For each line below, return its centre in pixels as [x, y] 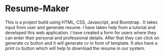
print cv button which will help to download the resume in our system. [75, 48]
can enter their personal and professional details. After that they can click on [82, 38]
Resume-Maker [37, 9]
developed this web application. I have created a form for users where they [81, 32]
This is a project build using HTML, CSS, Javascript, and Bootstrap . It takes [81, 22]
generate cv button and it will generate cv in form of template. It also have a [81, 43]
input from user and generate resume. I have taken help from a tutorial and [80, 27]
